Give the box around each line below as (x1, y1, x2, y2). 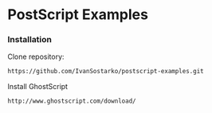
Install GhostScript (7, 82, 69, 92)
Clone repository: (7, 52, 65, 61)
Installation (7, 34, 53, 45)
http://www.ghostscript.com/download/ (7, 97, 136, 105)
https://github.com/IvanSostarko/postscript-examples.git (7, 68, 204, 76)
